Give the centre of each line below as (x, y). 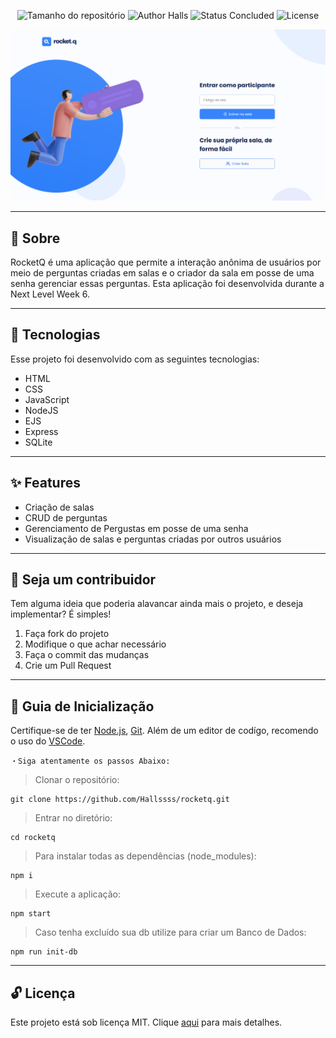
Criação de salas (59, 507)
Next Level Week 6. (50, 294)
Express (41, 431)
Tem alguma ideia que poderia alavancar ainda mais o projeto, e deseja (157, 604)
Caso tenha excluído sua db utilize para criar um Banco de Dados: (170, 932)
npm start (31, 914)
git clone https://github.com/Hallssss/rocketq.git (120, 800)
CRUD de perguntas (66, 517)
